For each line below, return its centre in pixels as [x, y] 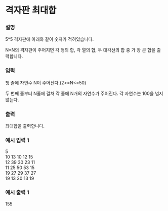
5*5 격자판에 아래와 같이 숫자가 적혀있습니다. [50, 39]
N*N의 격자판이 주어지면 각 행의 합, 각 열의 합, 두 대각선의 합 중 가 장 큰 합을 [80, 50]
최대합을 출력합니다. [25, 126]
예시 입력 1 [17, 140]
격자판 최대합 [31, 10]
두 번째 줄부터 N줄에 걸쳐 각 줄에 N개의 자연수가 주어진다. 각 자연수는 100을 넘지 [84, 93]
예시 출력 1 [17, 192]
